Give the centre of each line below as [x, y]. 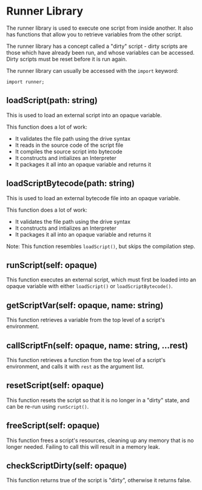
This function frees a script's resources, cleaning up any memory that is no [100, 440]
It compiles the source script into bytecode [69, 151]
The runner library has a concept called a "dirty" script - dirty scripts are [97, 46]
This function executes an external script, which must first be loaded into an [101, 280]
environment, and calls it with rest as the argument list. [75, 366]
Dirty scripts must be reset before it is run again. [67, 59]
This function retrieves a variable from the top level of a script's [86, 320]
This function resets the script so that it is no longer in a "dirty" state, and [98, 400]
